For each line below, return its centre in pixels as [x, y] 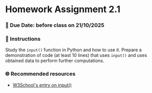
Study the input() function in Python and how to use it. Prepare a [73, 50]
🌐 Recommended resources [41, 74]
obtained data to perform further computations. [55, 61]
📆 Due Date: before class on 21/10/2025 [55, 25]
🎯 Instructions [23, 39]
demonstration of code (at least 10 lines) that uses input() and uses [76, 55]
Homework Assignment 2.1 [63, 9]
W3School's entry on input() [42, 85]
